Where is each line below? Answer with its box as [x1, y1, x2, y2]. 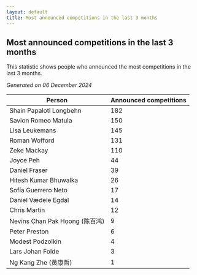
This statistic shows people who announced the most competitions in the [6, 63, 191, 70]
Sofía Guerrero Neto [9, 186, 68, 195]
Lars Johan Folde [9, 247, 60, 256]
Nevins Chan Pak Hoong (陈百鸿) [9, 217, 105, 225]
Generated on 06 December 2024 [6, 81, 92, 89]
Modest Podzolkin [9, 237, 61, 246]
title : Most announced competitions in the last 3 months [6, 15, 158, 21]
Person [46, 96, 68, 105]
